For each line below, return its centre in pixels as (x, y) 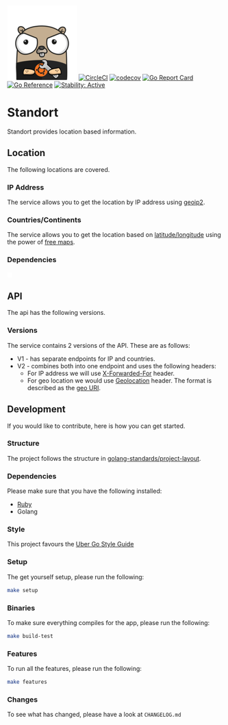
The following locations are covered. (59, 169)
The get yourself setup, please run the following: (76, 576)
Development (37, 409)
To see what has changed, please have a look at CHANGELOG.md (94, 715)
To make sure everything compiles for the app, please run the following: (109, 622)
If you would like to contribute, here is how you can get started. (96, 426)
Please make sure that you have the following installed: (85, 491)
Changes (23, 699)
